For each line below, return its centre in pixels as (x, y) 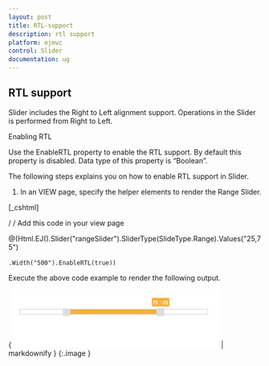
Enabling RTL (30, 136)
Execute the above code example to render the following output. (114, 278)
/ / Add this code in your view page (66, 223)
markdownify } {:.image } (49, 353)
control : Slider (35, 51)
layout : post (30, 17)
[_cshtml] (24, 207)
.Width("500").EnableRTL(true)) (62, 263)
